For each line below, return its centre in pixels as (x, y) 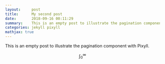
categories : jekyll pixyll (33, 28)
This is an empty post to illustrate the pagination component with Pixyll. (77, 46)
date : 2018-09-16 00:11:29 (39, 18)
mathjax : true (20, 32)
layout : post (23, 9)
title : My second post (34, 14)
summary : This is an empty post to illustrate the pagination (73, 23)
